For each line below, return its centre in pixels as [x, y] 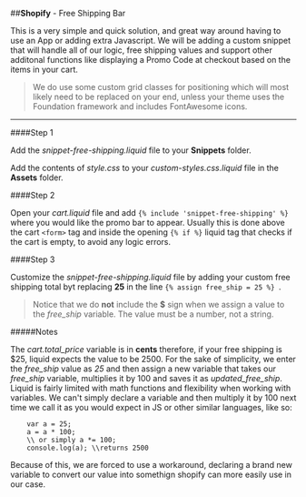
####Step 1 [32, 132]
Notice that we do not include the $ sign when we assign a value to [158, 304]
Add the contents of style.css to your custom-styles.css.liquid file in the [145, 168]
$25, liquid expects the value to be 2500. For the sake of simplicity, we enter [153, 359]
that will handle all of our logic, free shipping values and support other [142, 50]
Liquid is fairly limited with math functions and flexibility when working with [151, 388]
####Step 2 [33, 195]
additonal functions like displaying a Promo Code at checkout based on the [151, 60]
